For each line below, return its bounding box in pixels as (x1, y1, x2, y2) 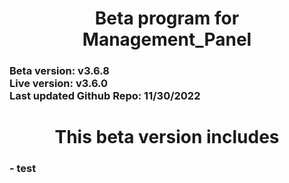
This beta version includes (54, 126, 280, 149)
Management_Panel (82, 28, 252, 51)
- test (9, 162, 37, 176)
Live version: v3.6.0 (9, 77, 109, 91)
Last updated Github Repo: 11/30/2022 (9, 89, 201, 103)
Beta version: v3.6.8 (9, 64, 110, 78)
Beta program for (94, 7, 240, 30)
